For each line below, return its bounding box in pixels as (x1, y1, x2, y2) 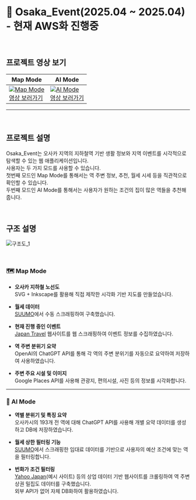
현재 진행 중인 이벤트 (14, 323, 61, 330)
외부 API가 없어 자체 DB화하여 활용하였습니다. (14, 487, 119, 494)
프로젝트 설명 (6, 133, 51, 143)
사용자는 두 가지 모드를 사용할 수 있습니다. (6, 164, 101, 172)
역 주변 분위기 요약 (14, 343, 57, 350)
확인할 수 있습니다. (6, 179, 48, 186)
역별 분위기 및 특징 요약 (14, 411, 67, 418)
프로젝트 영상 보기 (6, 58, 66, 68)
